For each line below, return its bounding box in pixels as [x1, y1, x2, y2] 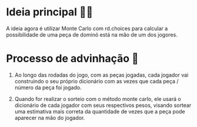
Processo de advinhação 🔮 [6, 52, 139, 66]
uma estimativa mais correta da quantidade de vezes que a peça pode [14, 108, 185, 115]
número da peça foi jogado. [14, 84, 82, 91]
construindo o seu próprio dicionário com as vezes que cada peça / [14, 77, 179, 84]
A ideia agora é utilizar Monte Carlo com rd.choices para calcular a [6, 25, 168, 32]
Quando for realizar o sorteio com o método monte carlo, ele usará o [14, 95, 181, 102]
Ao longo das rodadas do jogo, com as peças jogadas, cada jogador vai [14, 71, 189, 79]
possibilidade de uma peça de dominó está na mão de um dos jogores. [6, 31, 178, 38]
